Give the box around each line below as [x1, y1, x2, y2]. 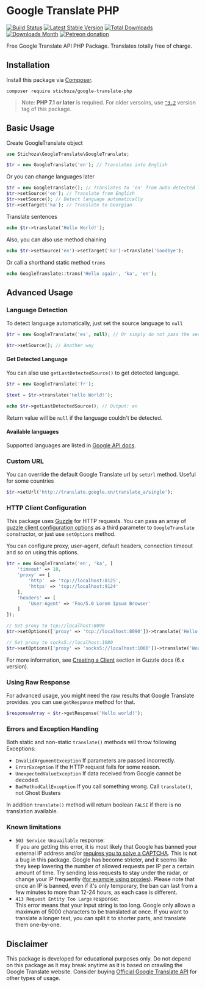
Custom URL [6, 456, 45, 465]
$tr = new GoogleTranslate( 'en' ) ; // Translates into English [6, 162, 168, 168]
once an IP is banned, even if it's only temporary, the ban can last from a [15, 882, 198, 890]
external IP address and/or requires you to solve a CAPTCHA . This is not [15, 850, 197, 857]
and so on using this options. [6, 549, 79, 556]
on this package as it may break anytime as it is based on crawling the [6, 962, 183, 969]
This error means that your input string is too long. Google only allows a [15, 902, 195, 909]
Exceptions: [6, 745, 36, 752]
